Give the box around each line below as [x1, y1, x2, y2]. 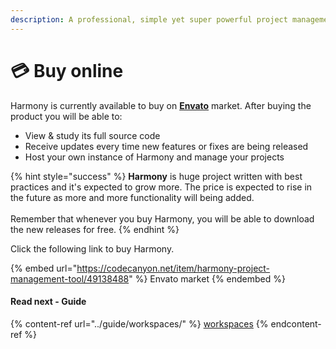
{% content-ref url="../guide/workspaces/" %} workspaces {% [10, 317, 269, 330]
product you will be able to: [10, 110, 123, 122]
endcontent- [270, 317, 322, 330]
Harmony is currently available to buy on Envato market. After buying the [10, 99, 312, 111]
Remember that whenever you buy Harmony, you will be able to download [10, 212, 315, 225]
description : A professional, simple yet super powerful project [10, 14, 288, 25]
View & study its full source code [24, 129, 161, 141]
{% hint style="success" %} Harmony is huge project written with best [10, 170, 303, 182]
